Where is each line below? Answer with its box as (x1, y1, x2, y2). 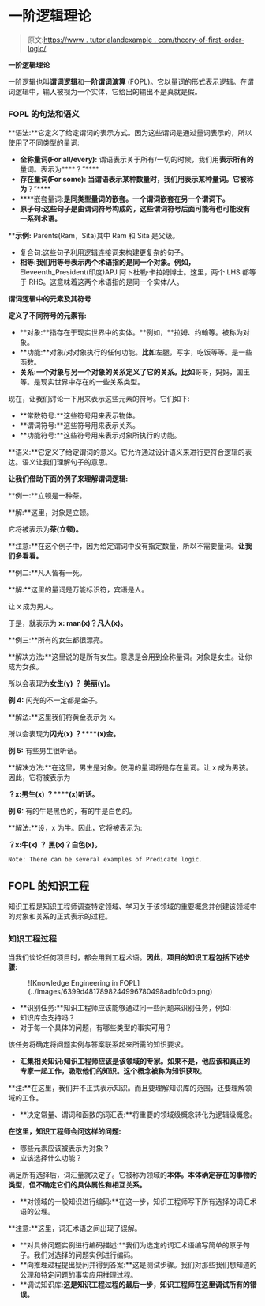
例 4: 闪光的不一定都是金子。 (8, 695, 103, 705)
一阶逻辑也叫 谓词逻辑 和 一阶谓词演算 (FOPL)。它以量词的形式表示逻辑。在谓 (8, 77, 254, 86)
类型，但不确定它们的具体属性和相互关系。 (8, 1180, 147, 1190)
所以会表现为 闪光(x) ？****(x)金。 (8, 729, 121, 739)
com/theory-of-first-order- (157, 35, 245, 44)
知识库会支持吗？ (19, 1013, 76, 1023)
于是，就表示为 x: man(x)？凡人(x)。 (8, 619, 128, 628)
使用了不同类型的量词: (8, 138, 80, 147)
